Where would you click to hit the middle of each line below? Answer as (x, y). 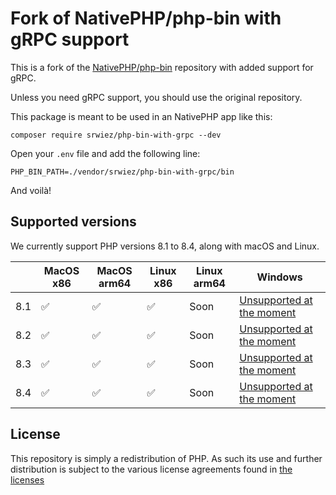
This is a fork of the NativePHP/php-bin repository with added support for (162, 67)
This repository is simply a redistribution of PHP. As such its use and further (166, 458)
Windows (279, 277)
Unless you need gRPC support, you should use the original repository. (156, 97)
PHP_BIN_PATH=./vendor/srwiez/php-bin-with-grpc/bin (122, 172)
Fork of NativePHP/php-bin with (146, 18)
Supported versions (73, 222)
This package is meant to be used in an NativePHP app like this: (141, 116)
